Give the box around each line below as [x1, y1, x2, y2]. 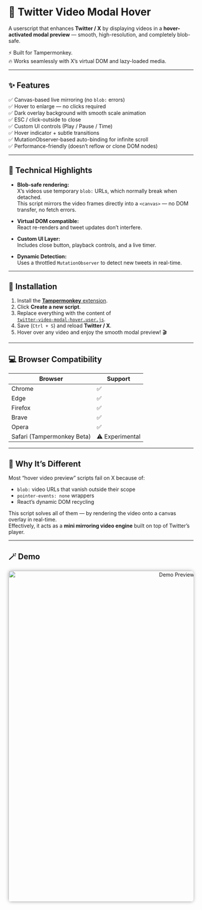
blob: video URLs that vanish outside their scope [16, 486, 136, 493]
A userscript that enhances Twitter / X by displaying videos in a [8, 25, 163, 32]
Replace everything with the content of [16, 310, 112, 317]
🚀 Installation [8, 281, 58, 291]
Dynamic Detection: [16, 253, 67, 260]
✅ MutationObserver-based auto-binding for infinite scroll [8, 135, 149, 143]
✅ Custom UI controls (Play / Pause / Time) [8, 122, 113, 129]
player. [8, 529, 25, 535]
